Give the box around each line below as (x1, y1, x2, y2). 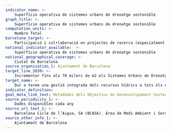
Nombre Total (14, 31, 42, 36)
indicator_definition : (5, 87, 53, 93)
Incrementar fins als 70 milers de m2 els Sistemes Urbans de (14, 73, 149, 78)
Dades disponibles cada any (14, 102, 74, 107)
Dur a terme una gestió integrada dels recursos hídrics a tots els (14, 82, 163, 87)
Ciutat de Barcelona (14, 59, 58, 64)
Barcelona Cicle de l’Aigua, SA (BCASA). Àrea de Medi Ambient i (14, 111, 156, 116)
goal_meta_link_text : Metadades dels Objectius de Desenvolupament (5, 92, 152, 97)
